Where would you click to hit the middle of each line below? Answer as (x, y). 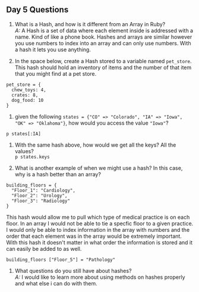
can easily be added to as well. (44, 248)
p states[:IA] (24, 133)
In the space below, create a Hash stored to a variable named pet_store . (103, 61)
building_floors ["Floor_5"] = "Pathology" (61, 260)
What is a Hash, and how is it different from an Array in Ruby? (90, 24)
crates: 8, (25, 95)
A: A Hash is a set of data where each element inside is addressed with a (104, 30)
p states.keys (32, 157)
